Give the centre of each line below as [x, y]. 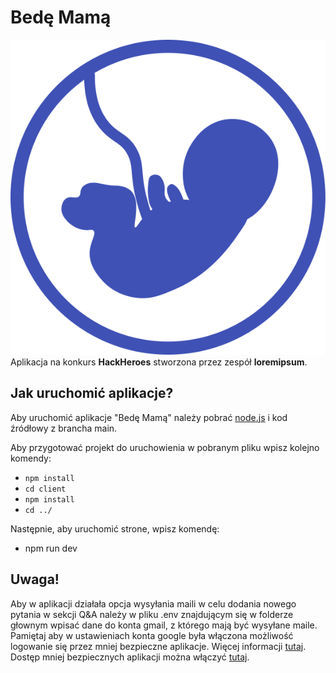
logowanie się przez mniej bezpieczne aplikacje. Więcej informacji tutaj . [158, 646]
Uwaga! [35, 579]
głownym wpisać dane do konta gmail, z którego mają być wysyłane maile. [164, 625]
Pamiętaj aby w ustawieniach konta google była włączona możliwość [152, 635]
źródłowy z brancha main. [64, 428]
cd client [45, 489]
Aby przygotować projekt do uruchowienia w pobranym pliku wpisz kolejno [165, 447]
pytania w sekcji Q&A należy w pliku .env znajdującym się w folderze [152, 614]
